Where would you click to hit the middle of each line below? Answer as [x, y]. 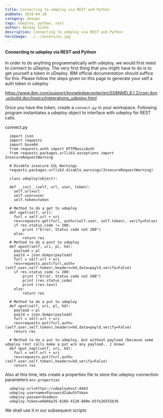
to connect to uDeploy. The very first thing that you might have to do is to [78, 68]
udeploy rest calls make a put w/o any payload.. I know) [65, 344]
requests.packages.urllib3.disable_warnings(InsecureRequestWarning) [81, 170]
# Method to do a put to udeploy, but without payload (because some [81, 340]
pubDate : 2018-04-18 [26, 14]
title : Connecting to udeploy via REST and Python [57, 9]
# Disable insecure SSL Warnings [43, 166]
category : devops [23, 18]
